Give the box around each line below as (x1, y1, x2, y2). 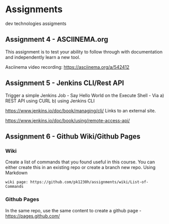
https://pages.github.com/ (5, 213, 60, 219)
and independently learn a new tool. (5, 54, 81, 60)
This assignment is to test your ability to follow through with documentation (5, 48, 163, 54)
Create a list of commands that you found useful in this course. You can (5, 159, 155, 165)
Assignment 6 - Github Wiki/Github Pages (5, 132, 141, 141)
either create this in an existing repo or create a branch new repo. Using (5, 164, 156, 171)
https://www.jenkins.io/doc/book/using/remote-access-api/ (5, 117, 130, 123)
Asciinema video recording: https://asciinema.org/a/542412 (5, 64, 129, 70)
